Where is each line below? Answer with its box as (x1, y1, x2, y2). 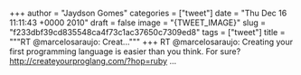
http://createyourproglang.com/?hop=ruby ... (9, 56, 177, 66)
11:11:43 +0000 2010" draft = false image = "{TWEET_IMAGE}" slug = (9, 17, 267, 28)
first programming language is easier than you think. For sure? (9, 46, 241, 57)
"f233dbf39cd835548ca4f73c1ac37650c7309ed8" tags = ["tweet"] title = (9, 27, 286, 37)
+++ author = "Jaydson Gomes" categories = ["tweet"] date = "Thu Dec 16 (9, 8, 287, 18)
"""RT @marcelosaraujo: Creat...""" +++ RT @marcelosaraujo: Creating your (9, 36, 294, 47)
